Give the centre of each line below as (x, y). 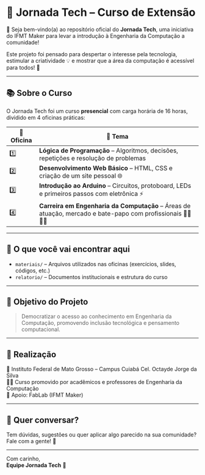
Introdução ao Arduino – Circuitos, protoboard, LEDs (115, 186)
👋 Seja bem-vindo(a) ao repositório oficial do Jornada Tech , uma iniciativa (100, 29)
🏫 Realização (31, 354)
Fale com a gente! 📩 (31, 441)
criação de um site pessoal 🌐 (81, 175)
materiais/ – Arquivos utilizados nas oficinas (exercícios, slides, (95, 264)
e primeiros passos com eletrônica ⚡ (92, 194)
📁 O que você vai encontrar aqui (68, 249)
